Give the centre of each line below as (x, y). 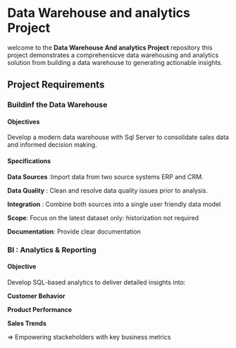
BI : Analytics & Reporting (52, 250)
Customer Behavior (36, 296)
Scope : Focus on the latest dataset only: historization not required (103, 217)
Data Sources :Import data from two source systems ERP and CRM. (106, 176)
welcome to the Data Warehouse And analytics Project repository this (110, 47)
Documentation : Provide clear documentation (74, 232)
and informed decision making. (52, 145)
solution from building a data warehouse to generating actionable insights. (115, 62)
